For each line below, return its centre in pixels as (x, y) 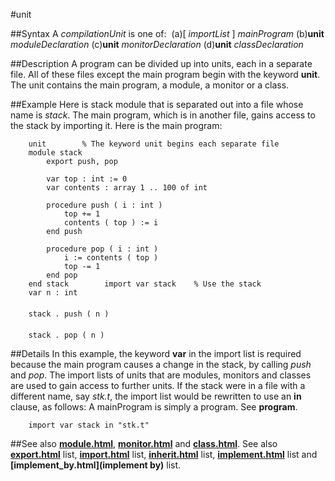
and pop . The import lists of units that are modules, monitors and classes (161, 375)
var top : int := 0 (87, 179)
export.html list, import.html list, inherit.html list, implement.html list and (164, 454)
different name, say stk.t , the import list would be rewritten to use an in (156, 396)
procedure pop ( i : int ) (102, 249)
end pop (62, 275)
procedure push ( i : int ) (104, 205)
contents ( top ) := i (111, 223)
